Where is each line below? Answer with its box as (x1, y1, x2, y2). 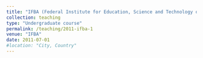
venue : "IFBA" (6, 31, 42, 37)
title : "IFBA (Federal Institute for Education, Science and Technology (6, 8, 193, 15)
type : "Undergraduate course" (6, 20, 83, 26)
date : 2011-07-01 (6, 37, 50, 43)
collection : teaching (6, 14, 61, 21)
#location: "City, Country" (6, 43, 77, 49)
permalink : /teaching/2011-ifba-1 (6, 25, 94, 32)
